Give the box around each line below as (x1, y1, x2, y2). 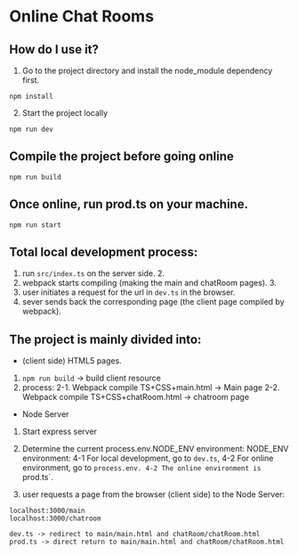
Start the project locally (21, 108, 109, 118)
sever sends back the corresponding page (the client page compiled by (21, 297, 285, 307)
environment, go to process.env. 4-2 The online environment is (21, 462, 262, 473)
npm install (9, 92, 53, 101)
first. (21, 75, 40, 86)
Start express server (21, 426, 98, 437)
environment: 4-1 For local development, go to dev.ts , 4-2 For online (21, 453, 274, 464)
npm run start (9, 220, 62, 229)
